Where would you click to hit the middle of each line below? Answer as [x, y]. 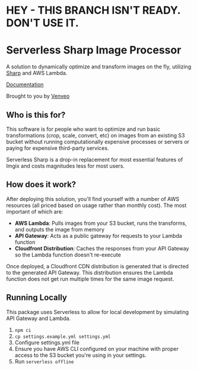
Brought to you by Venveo [38, 96]
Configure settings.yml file [47, 342]
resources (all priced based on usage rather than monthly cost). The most [96, 205]
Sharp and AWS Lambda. [37, 73]
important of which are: [35, 211]
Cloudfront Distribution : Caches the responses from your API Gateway [102, 248]
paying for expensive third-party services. [58, 148]
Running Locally [36, 298]
